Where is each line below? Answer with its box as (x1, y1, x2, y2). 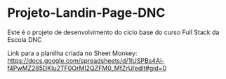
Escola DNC (7, 35, 42, 43)
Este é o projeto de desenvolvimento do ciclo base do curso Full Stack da (7, 28, 220, 36)
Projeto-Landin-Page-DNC (7, 5, 166, 21)
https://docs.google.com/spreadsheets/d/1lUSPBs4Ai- (7, 56, 165, 64)
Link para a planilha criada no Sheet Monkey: (7, 49, 138, 57)
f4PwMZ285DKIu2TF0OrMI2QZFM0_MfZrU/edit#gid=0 (7, 64, 167, 72)
